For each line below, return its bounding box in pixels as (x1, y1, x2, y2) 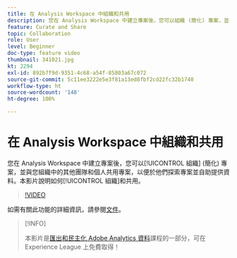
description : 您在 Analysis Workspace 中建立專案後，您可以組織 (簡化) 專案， (7, 17, 224, 24)
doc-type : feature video (7, 50, 80, 57)
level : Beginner (7, 43, 55, 50)
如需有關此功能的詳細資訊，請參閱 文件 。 (7, 205, 125, 214)
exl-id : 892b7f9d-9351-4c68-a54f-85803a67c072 (7, 69, 147, 76)
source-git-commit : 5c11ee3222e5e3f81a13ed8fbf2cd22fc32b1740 (7, 75, 194, 83)
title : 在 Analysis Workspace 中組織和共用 (7, 10, 130, 18)
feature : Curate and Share (7, 23, 87, 30)
